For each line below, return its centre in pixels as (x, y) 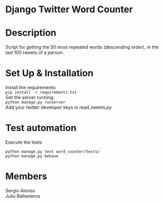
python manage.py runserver (35, 103)
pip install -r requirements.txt (41, 93)
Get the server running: (30, 97)
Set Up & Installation (49, 73)
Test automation (41, 128)
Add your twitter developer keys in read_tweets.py (59, 107)
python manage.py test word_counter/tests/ (53, 152)
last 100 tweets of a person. (35, 53)
